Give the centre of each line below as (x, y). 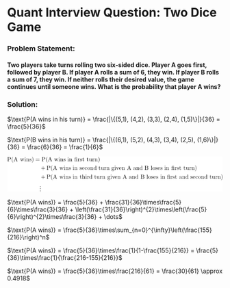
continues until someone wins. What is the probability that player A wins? (114, 86)
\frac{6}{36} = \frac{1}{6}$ (65, 147)
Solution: (23, 104)
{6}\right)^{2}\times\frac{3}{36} (52, 217)
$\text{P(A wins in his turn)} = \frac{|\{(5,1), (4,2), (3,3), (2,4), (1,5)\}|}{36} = (114, 119)
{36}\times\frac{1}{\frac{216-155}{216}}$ (65, 258)
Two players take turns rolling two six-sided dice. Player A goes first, (107, 65)
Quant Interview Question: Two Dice (112, 13)
